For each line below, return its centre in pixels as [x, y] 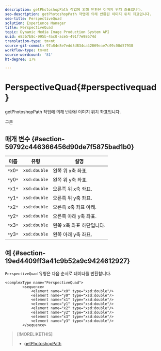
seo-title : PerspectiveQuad [33, 18]
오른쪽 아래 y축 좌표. [75, 216]
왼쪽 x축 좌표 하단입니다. [79, 225]
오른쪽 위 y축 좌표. [72, 198]
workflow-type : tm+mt [27, 50]
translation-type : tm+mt [30, 41]
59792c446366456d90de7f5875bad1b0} [70, 147]
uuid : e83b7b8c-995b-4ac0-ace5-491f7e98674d [51, 37]
